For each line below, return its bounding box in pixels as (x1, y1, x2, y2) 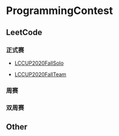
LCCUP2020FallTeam (14, 71, 66, 78)
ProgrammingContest (6, 4, 113, 18)
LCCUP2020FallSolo (14, 60, 64, 67)
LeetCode (6, 27, 43, 37)
